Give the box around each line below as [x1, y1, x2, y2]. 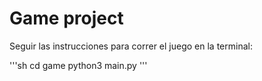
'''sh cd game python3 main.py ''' [9, 59, 148, 71]
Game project [9, 7, 124, 30]
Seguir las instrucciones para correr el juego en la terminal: [9, 40, 253, 52]
